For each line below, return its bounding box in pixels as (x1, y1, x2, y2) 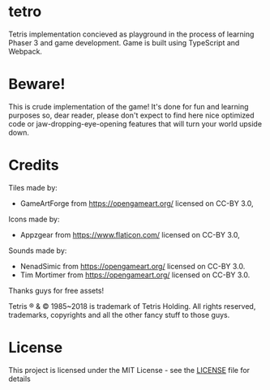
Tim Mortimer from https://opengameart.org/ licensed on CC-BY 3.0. (19, 270, 251, 280)
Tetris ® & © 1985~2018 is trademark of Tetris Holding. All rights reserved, (8, 301, 256, 311)
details (8, 374, 31, 384)
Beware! (8, 75, 66, 93)
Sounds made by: (8, 246, 67, 255)
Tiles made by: (8, 182, 58, 192)
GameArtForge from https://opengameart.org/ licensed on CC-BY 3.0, (19, 198, 254, 208)
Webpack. (8, 46, 43, 56)
